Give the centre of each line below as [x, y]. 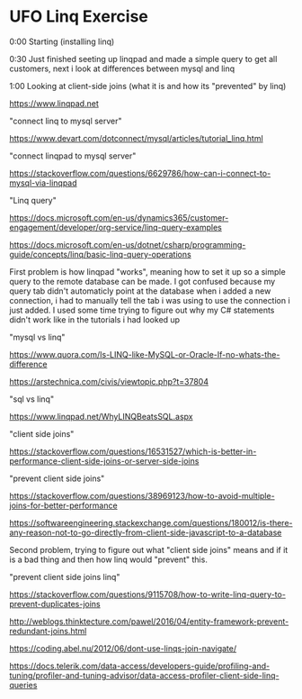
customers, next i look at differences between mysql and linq [122, 68]
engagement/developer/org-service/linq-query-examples [115, 227]
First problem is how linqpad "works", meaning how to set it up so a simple [147, 271]
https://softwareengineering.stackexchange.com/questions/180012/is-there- [151, 522]
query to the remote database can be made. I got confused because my [142, 281]
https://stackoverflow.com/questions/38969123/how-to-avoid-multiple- [142, 495]
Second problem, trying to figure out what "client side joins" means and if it [149, 549]
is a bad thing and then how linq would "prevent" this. [109, 559]
